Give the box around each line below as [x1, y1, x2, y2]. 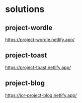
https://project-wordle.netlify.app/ [5, 36, 75, 42]
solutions [5, 3, 45, 15]
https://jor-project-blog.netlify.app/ [5, 92, 77, 98]
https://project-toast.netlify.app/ [5, 64, 71, 70]
